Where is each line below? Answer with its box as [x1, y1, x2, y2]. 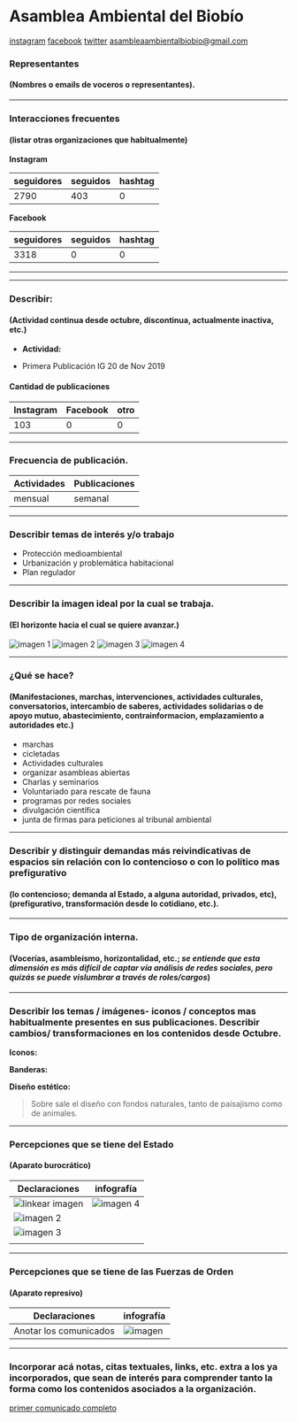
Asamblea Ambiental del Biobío [9, 6, 245, 27]
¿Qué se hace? [9, 670, 74, 682]
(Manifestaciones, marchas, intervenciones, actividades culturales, [9, 691, 263, 702]
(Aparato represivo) [9, 1287, 84, 1298]
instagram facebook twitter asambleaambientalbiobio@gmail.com [9, 35, 248, 46]
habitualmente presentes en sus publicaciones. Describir [9, 1016, 260, 1028]
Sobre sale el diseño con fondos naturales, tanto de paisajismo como [30, 1098, 283, 1109]
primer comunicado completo [9, 1403, 118, 1413]
